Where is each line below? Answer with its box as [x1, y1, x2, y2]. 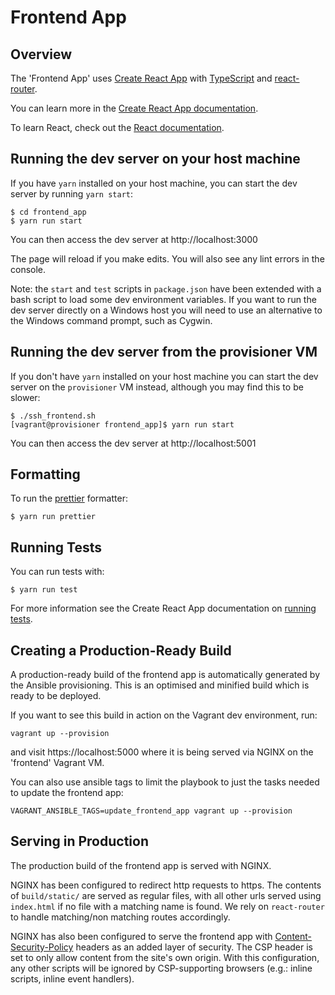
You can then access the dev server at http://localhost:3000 [10, 233, 258, 245]
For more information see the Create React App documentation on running [10, 602, 317, 615]
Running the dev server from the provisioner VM [10, 344, 318, 361]
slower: [10, 391, 41, 403]
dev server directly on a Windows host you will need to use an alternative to [10, 304, 323, 316]
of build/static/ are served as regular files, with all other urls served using [10, 889, 322, 901]
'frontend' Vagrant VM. [10, 757, 105, 769]
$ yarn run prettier [10, 512, 97, 522]
